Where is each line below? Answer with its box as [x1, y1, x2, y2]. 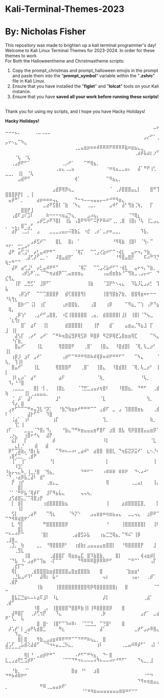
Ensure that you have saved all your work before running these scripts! [12, 94, 159, 100]
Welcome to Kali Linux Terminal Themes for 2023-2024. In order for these [5, 48, 155, 54]
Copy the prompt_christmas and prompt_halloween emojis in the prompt [12, 67, 159, 73]
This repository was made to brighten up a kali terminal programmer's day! [5, 42, 156, 48]
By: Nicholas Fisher [5, 26, 86, 37]
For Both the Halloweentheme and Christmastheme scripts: [5, 58, 125, 64]
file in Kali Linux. [12, 78, 46, 84]
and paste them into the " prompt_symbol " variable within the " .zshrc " [12, 73, 155, 79]
